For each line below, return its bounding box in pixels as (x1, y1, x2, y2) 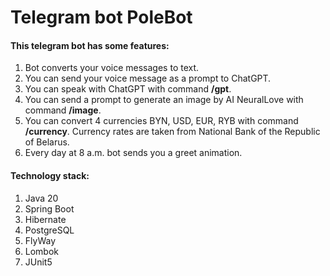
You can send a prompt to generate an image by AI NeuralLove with (24, 94, 304, 106)
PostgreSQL (24, 224, 75, 236)
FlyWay (24, 234, 56, 246)
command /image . (24, 104, 102, 116)
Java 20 (24, 192, 59, 204)
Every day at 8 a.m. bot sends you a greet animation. (24, 147, 243, 159)
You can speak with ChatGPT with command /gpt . (24, 83, 232, 95)
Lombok (24, 245, 60, 257)
